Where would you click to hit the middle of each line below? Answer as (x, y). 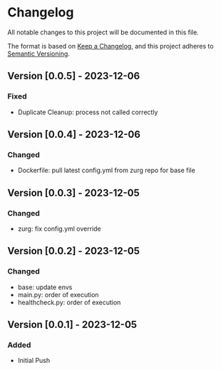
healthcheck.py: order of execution (69, 302)
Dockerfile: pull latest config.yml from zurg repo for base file (107, 170)
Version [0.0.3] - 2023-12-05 (74, 192)
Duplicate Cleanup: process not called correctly (88, 112)
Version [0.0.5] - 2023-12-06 (74, 76)
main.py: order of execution (58, 294)
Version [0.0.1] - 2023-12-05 (72, 325)
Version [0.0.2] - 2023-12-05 (74, 251)
